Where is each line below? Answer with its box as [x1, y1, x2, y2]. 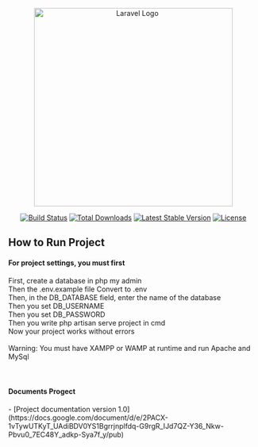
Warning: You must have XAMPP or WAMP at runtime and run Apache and [8, 343, 251, 353]
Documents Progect [8, 387, 76, 396]
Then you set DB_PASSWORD [8, 310, 106, 319]
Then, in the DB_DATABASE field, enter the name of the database [8, 292, 221, 302]
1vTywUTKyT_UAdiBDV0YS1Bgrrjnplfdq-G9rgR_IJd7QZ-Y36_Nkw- [8, 421, 225, 430]
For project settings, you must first [8, 258, 125, 268]
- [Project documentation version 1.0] [8, 404, 130, 414]
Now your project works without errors [8, 326, 135, 336]
